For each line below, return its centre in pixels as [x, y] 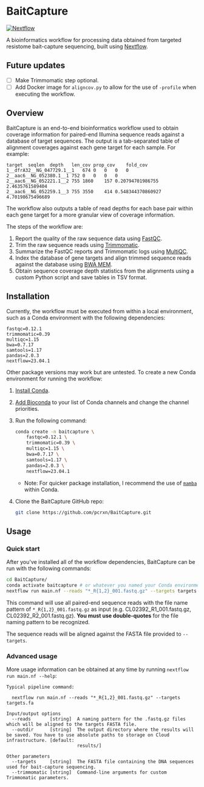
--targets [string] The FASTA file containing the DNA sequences [103, 761]
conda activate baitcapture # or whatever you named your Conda [89, 585]
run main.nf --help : [32, 675]
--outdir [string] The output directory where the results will [103, 730]
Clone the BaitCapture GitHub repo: [59, 501]
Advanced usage [32, 656]
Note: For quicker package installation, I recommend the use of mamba [110, 483]
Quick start [23, 549]
